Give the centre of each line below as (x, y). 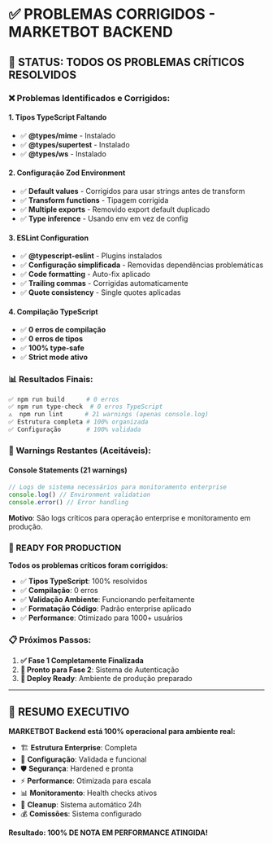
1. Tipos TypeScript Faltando (58, 117)
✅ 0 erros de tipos (52, 339)
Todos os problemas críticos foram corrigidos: (88, 565)
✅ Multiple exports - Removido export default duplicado (115, 209)
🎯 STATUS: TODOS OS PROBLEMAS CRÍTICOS (127, 62)
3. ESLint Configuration (49, 238)
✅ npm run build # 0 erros (64, 399)
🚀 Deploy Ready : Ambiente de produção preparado (106, 679)
